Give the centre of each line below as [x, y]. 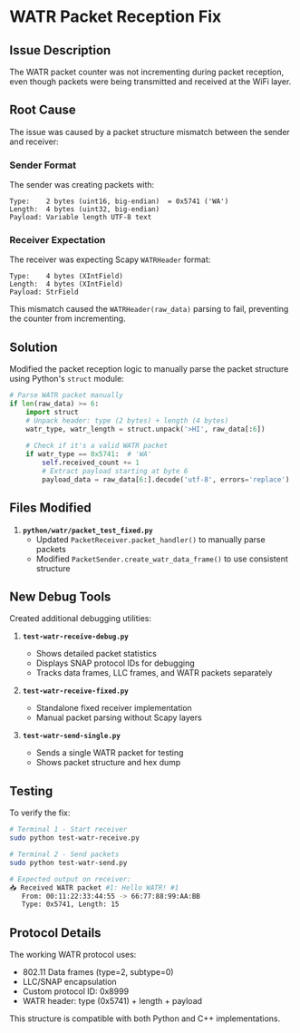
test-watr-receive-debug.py [75, 637]
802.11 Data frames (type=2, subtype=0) [98, 972]
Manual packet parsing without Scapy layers [119, 717]
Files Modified [51, 508]
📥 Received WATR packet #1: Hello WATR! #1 [94, 887]
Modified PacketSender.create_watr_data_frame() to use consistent [162, 559]
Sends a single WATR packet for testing [110, 753]
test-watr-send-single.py [71, 736]
